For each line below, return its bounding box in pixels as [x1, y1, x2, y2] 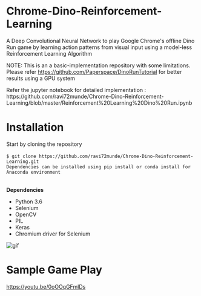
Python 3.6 [15, 198, 42, 205]
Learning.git [6, 159, 39, 165]
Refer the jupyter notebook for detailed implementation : [6, 86, 147, 93]
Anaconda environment [6, 169, 61, 175]
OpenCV [15, 211, 37, 218]
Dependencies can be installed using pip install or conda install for [6, 163, 191, 170]
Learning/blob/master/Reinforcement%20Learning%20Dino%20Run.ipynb [6, 99, 193, 107]
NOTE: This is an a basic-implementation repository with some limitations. [6, 62, 191, 69]
